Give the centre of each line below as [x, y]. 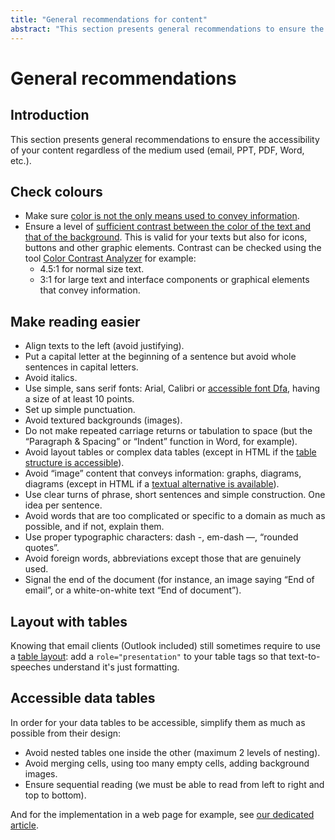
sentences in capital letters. [81, 367]
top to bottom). [55, 795]
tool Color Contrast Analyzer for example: [110, 258]
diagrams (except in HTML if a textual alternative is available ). [152, 484]
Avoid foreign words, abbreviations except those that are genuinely [163, 558]
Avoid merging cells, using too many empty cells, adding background [167, 763]
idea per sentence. [63, 505]
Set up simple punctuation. [80, 410]
